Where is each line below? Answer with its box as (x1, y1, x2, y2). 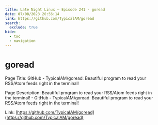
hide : (5, 29, 16, 34)
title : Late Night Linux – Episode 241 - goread (5, 7, 105, 12)
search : (5, 20, 21, 26)
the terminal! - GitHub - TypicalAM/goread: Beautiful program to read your (5, 95, 154, 100)
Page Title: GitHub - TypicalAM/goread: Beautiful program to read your (5, 75, 146, 81)
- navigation (9, 39, 36, 43)
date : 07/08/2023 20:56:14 (5, 12, 60, 16)
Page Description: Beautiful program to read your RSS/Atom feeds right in (5, 90, 152, 96)
